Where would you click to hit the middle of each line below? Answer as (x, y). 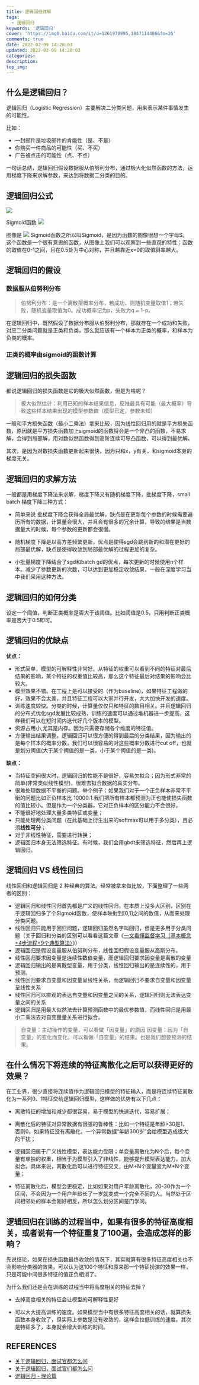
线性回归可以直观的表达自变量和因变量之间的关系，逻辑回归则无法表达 (100, 994)
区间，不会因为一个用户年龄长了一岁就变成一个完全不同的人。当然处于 (100, 1194)
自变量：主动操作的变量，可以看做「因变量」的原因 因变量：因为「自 (104, 1029)
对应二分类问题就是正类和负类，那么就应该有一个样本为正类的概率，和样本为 (99, 330)
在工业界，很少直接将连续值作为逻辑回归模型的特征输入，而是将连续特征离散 (99, 1091)
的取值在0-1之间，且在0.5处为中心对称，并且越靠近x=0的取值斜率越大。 (94, 250)
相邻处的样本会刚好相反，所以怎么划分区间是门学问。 (85, 1201)
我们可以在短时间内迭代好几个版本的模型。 (72, 720)
